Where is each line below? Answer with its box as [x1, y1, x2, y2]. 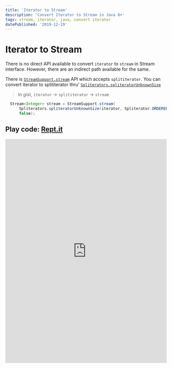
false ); [18, 111, 36, 116]
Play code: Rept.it [5, 125, 63, 134]
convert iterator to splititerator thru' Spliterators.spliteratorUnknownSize [5, 81, 161, 88]
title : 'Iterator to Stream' [5, 7, 68, 13]
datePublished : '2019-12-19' [5, 21, 68, 27]
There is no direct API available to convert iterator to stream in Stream [5, 61, 155, 67]
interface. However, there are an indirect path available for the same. [5, 66, 150, 72]
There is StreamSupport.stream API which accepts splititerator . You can [5, 76, 161, 82]
